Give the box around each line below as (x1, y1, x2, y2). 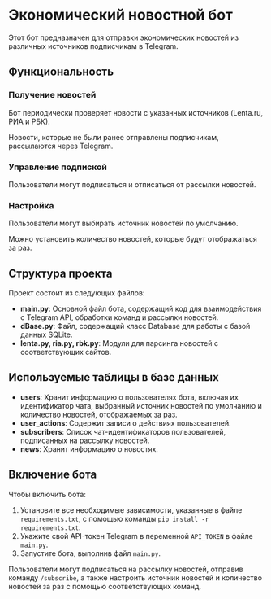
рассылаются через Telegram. (8, 141, 114, 151)
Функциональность (8, 65, 114, 79)
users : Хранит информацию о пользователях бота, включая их (19, 392, 239, 402)
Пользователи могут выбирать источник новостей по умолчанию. (8, 218, 239, 229)
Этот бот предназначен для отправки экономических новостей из (8, 33, 239, 42)
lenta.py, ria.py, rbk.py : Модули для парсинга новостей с (19, 339, 219, 348)
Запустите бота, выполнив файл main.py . (19, 548, 161, 558)
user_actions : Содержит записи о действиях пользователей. (19, 418, 231, 428)
